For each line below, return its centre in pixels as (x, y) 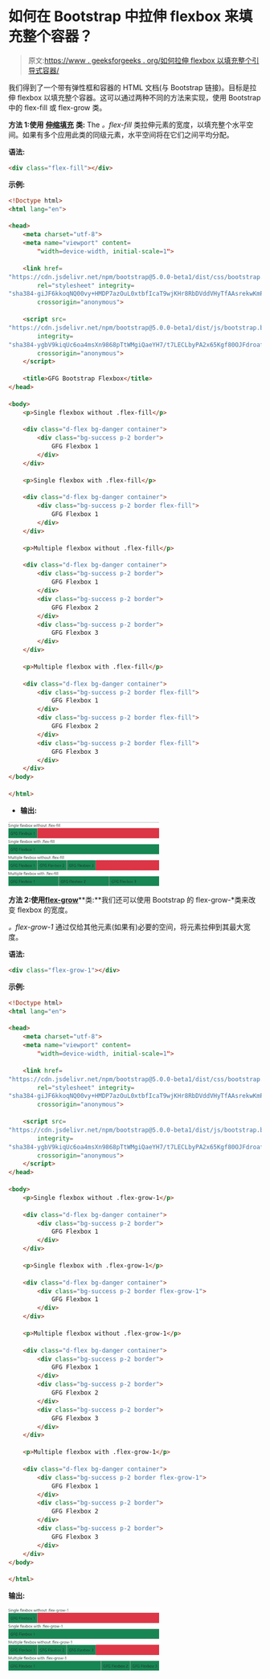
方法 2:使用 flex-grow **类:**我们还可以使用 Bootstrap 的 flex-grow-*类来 (129, 899)
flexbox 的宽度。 (45, 910)
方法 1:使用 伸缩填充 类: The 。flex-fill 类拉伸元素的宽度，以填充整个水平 (127, 125)
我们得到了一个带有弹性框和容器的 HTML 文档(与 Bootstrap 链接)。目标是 (129, 87)
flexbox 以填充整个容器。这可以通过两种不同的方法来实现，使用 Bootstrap (139, 97)
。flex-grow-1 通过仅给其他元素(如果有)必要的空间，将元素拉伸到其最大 (126, 927)
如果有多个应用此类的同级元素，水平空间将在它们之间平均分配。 (128, 134)
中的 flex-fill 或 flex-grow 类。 (57, 107)
